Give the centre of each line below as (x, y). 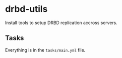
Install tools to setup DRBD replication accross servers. (61, 23)
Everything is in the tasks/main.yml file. (45, 50)
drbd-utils (27, 9)
